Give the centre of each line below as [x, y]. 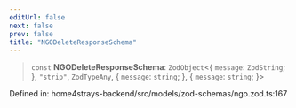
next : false [31, 26]
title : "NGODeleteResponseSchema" [73, 42]
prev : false [31, 34]
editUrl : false [37, 17]
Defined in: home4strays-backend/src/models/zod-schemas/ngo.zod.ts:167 [148, 94]
